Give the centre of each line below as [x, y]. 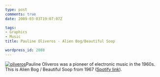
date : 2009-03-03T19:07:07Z [34, 19]
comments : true [21, 14]
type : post [16, 10]
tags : [11, 27]
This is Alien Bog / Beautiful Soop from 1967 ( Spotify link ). [64, 69]
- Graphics [16, 32]
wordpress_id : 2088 [25, 50]
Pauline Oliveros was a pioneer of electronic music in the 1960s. [91, 64]
